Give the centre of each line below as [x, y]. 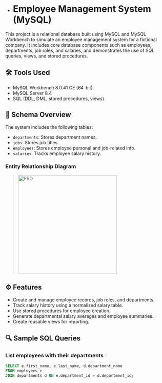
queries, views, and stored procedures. [47, 56]
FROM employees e [24, 371]
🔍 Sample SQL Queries [43, 339]
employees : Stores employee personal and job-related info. [74, 148]
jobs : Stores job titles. [36, 142]
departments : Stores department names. [55, 137]
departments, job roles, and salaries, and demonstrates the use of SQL [80, 50]
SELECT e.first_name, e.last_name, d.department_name [64, 366]
